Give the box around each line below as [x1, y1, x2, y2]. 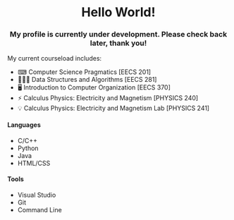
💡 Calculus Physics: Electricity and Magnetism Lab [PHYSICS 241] [17, 104, 210, 113]
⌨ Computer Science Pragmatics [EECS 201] [17, 68, 152, 76]
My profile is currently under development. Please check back [9, 30, 228, 39]
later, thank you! [90, 38, 147, 48]
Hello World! [81, 4, 156, 20]
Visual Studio [17, 190, 56, 199]
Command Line [17, 205, 62, 214]
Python [17, 144, 39, 152]
